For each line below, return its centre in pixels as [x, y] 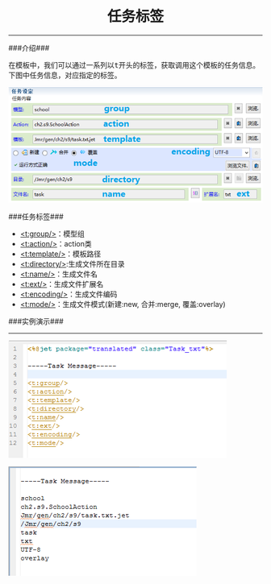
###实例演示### [36, 321]
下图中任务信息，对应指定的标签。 [65, 75]
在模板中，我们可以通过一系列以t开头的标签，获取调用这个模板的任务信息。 [134, 65]
